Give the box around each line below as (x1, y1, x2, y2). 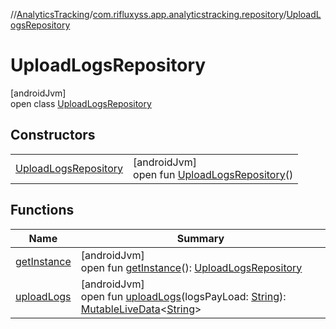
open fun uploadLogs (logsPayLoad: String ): (80, 289, 287, 303)
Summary (176, 231, 225, 245)
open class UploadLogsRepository (10, 97, 152, 109)
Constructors (10, 127, 96, 144)
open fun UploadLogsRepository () (133, 167, 294, 181)
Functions (10, 202, 75, 219)
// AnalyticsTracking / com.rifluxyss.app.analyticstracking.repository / (10, 9, 287, 20)
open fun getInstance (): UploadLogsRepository (80, 260, 303, 274)
